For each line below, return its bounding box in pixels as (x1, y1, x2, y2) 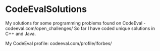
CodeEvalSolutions (5, 3, 87, 15)
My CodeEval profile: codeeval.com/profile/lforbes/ (5, 40, 112, 46)
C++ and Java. (5, 30, 36, 36)
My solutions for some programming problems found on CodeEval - (5, 20, 146, 26)
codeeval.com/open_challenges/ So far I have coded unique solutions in (5, 25, 155, 31)
